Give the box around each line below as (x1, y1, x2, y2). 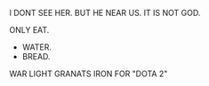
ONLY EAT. (9, 25, 50, 35)
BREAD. (21, 51, 51, 61)
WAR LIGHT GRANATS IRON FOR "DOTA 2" (9, 68, 168, 79)
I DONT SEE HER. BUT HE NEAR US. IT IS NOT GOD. (9, 8, 201, 18)
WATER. (21, 42, 52, 52)
